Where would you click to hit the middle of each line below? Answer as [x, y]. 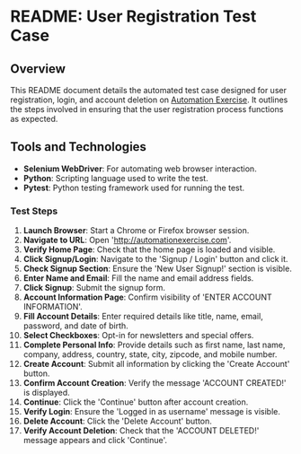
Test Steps [34, 211]
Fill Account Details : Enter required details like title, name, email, [143, 317]
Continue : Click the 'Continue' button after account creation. [136, 402]
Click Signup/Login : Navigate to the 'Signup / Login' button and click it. [155, 259]
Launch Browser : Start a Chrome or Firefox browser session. [136, 231]
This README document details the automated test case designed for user [148, 90]
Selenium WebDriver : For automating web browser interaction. [140, 169]
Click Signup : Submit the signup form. [94, 288]
